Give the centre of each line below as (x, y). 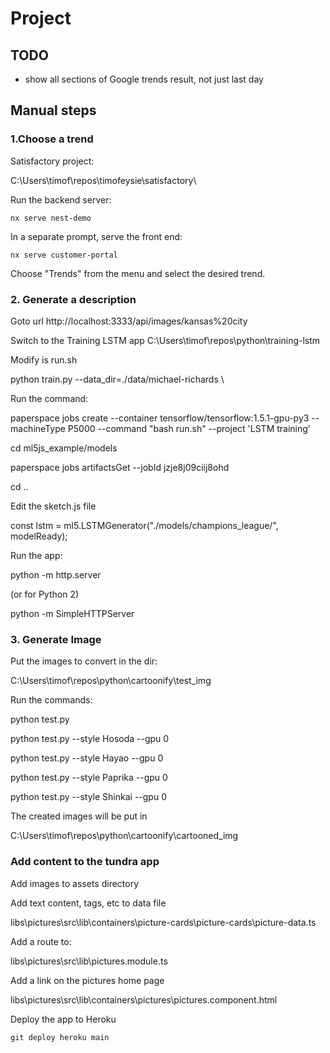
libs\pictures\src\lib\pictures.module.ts (89, 961)
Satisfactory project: (52, 161)
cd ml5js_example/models (64, 448)
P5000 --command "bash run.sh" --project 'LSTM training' (189, 428)
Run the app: (36, 555)
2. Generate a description (73, 299)
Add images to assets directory (75, 883)
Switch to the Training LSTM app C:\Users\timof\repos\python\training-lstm (165, 340)
